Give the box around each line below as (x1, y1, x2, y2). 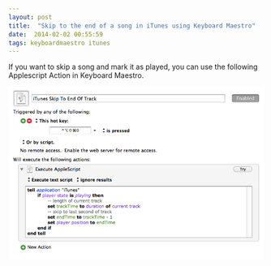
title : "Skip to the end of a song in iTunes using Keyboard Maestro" (8, 21, 256, 30)
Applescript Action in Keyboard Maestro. (8, 71, 144, 80)
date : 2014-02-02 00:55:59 (8, 30, 104, 38)
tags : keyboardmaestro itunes (8, 39, 111, 47)
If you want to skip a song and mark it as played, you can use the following (8, 62, 258, 72)
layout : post (8, 13, 53, 21)
